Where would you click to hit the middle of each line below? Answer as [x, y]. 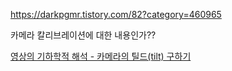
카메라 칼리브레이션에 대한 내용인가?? [83, 35]
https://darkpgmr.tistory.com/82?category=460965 [116, 14]
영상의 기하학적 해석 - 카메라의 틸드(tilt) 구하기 [101, 56]
